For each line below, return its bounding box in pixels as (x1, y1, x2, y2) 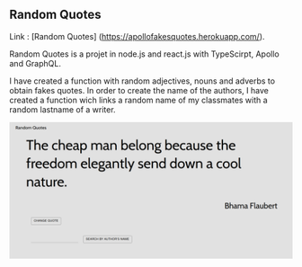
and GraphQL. (9, 58, 61, 68)
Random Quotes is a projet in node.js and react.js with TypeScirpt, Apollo (9, 49, 280, 59)
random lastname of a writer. (9, 103, 116, 115)
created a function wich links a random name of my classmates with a (9, 94, 268, 105)
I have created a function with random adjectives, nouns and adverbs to (9, 76, 276, 86)
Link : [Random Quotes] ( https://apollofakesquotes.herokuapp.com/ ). (9, 31, 265, 41)
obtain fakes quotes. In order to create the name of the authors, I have (9, 85, 270, 95)
